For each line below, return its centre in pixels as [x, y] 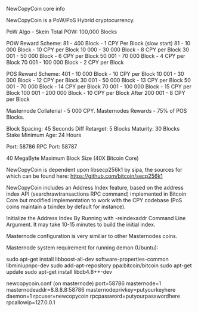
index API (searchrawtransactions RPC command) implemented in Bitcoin [96, 194]
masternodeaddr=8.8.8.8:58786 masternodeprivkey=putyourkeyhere [91, 290]
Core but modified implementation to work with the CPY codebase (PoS [94, 200]
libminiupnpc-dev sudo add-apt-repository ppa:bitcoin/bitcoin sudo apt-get [99, 265]
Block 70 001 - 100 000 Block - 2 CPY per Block [65, 62]
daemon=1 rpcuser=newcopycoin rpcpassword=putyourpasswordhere [93, 296]
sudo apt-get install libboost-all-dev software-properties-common [87, 259]
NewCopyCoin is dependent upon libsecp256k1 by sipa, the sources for [95, 170]
